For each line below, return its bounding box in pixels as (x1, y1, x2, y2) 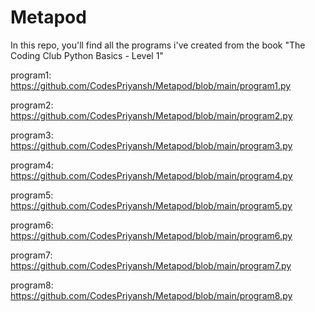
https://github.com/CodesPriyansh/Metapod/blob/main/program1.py (10, 79, 292, 91)
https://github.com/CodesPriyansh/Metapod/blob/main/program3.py (10, 139, 293, 151)
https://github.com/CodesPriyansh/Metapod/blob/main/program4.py (10, 169, 293, 181)
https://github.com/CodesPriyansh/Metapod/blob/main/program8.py (10, 289, 293, 301)
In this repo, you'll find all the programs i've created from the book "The (10, 39, 306, 51)
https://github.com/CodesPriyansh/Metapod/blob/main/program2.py (10, 109, 293, 121)
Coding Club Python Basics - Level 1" (10, 49, 164, 61)
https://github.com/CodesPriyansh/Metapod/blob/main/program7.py (10, 259, 292, 271)
